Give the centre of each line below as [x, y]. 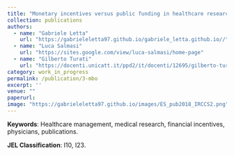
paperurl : [22, 98]
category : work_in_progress [48, 72]
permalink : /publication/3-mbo [53, 78]
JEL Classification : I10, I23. [47, 145]
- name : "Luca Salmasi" [48, 46]
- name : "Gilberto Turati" [53, 59]
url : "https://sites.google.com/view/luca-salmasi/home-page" [112, 53]
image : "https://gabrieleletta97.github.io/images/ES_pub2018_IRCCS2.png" [118, 104]
